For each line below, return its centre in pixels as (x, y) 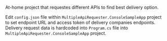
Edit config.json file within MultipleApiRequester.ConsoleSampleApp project (83, 17)
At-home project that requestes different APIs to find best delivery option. (82, 7)
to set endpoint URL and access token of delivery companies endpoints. (80, 23)
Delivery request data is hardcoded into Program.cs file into (67, 28)
